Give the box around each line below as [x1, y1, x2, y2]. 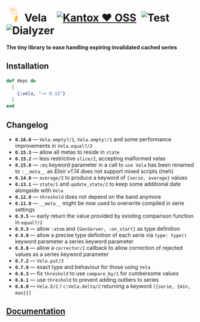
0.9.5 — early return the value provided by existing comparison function [14, 212, 194, 219]
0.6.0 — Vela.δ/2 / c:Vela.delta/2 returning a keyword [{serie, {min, [14, 282, 191, 290]
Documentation [6, 306, 66, 317]
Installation [6, 61, 49, 71]
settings [14, 205, 35, 213]
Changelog [6, 120, 49, 130]
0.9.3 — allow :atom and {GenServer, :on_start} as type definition [14, 225, 180, 232]
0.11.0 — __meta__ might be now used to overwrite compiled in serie [14, 199, 184, 207]
